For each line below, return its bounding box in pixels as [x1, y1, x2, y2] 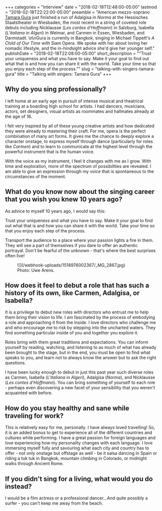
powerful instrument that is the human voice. [5, 148, 95, 154]
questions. [5, 360, 26, 366]
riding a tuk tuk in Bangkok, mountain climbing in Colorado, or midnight [5, 456, 147, 462]
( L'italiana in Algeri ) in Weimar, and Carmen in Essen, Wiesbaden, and [5, 30, 145, 35]
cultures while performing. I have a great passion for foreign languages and [5, 435, 156, 441]
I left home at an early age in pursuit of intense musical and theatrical [5, 98, 144, 104]
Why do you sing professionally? [5, 85, 107, 94]
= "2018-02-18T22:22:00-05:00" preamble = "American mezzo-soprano [5, 9, 150, 15]
